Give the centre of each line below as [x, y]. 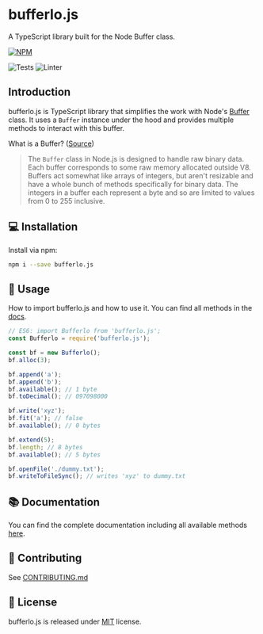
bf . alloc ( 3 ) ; [30, 360]
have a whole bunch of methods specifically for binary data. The [133, 184]
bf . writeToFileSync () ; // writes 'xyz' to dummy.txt [97, 476]
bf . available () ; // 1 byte [53, 389]
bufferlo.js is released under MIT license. [75, 621]
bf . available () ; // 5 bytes [55, 454]
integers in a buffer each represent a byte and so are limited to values [141, 193]
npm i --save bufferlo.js [51, 264]
